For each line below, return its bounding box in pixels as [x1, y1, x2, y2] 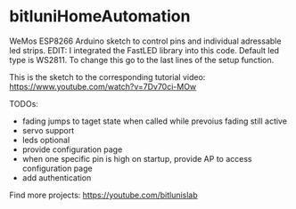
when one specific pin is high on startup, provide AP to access [21, 153, 252, 164]
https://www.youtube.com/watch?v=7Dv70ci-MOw [9, 81, 197, 92]
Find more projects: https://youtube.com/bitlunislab [9, 189, 198, 200]
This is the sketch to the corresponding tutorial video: [9, 71, 206, 82]
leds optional [21, 134, 70, 145]
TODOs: [9, 98, 38, 109]
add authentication [21, 172, 92, 183]
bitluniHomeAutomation [9, 6, 191, 27]
